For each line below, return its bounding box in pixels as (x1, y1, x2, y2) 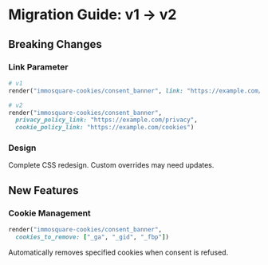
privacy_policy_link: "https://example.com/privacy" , (15, 116, 198, 125)
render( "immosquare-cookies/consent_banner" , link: (8, 86, 183, 95)
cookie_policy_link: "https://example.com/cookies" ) (15, 124, 195, 132)
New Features (8, 184, 79, 197)
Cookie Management (8, 208, 92, 219)
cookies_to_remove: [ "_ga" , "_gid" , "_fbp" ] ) (15, 233, 170, 241)
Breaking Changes (8, 38, 102, 51)
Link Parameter (8, 61, 69, 73)
